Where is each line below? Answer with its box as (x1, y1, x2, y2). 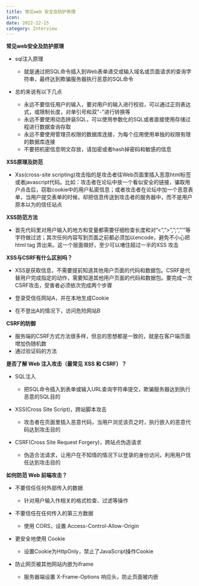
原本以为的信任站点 (14, 201, 63, 208)
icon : (6, 14, 20, 20)
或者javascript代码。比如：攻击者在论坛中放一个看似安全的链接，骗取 (14, 179, 185, 186)
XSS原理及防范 (6, 158, 43, 166)
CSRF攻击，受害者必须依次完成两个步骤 (14, 282, 113, 289)
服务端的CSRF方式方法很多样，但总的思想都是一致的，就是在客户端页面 (14, 332, 191, 340)
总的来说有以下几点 (14, 88, 63, 96)
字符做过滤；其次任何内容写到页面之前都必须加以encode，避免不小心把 (14, 234, 191, 241)
